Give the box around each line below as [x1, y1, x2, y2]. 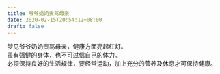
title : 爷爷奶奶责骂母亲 [7, 10, 70, 17]
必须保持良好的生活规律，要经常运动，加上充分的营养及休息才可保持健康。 [7, 60, 217, 68]
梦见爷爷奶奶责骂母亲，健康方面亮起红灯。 [7, 42, 127, 51]
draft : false [7, 23, 44, 29]
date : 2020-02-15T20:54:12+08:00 [7, 16, 102, 23]
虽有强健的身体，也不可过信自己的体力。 [7, 51, 121, 59]
